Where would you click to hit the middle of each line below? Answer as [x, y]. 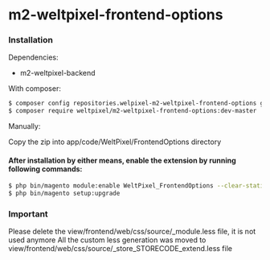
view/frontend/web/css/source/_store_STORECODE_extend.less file [121, 249]
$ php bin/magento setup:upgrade [64, 194]
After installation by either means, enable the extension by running [122, 160]
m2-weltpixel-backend [57, 73]
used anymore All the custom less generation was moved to [107, 240]
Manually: [25, 126]
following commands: [45, 169]
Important [28, 214]
